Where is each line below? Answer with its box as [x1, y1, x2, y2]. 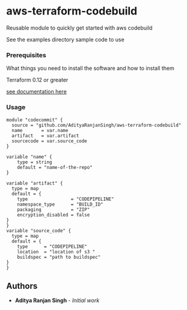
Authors [6, 280, 38, 291]
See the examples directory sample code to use [6, 36, 124, 43]
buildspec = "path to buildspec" [17, 254, 101, 260]
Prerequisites [6, 51, 46, 59]
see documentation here [6, 88, 67, 95]
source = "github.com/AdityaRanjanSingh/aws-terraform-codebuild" [11, 122, 182, 128]
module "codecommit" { [6, 116, 63, 123]
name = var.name [11, 127, 69, 133]
